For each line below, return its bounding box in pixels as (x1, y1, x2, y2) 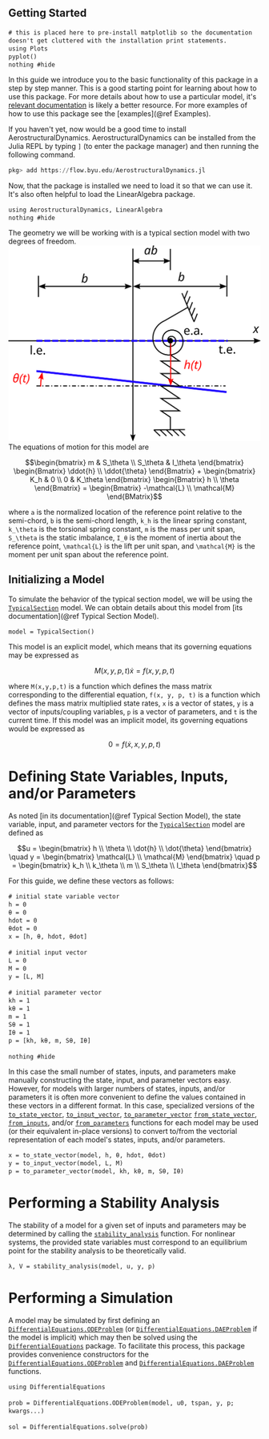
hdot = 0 (8, 916, 38, 924)
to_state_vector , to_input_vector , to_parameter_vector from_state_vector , (8, 1109, 258, 1119)
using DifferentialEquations (8, 1383, 106, 1391)
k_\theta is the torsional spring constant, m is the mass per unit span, (8, 524, 235, 533)
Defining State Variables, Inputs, (8, 767, 229, 786)
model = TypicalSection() (8, 628, 94, 636)
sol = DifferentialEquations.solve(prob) (8, 1423, 149, 1431)
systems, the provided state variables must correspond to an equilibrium (8, 1237, 247, 1247)
